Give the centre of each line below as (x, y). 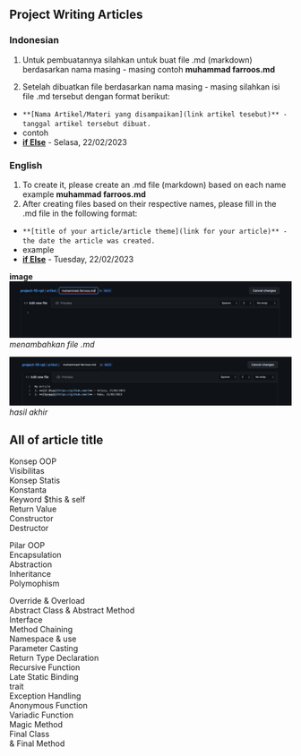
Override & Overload (47, 601)
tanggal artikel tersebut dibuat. (86, 124)
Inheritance (30, 574)
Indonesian (34, 40)
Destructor (29, 528)
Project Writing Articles (76, 15)
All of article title (56, 439)
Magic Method (36, 725)
